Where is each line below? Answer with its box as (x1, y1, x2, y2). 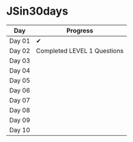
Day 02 (9, 46, 30, 55)
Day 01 (9, 37, 30, 45)
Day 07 (9, 96, 30, 104)
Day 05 (9, 76, 30, 85)
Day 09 (9, 116, 30, 124)
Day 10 (9, 126, 30, 134)
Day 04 (9, 66, 30, 74)
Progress (66, 26, 94, 35)
